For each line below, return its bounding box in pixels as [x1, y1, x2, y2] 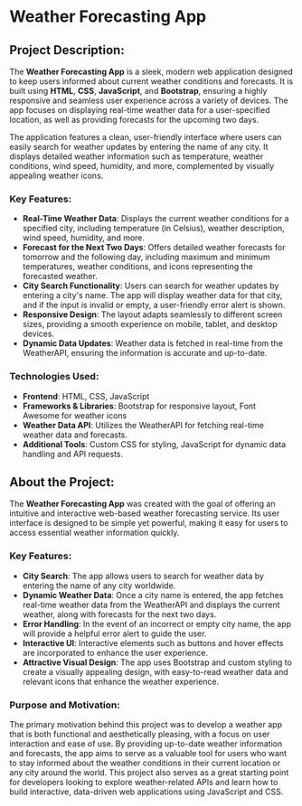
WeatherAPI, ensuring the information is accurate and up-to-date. [22, 348, 268, 359]
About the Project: [9, 474, 115, 490]
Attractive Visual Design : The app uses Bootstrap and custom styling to [22, 657, 292, 668]
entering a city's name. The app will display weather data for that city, [22, 290, 283, 301]
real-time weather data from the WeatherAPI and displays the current [22, 599, 280, 610]
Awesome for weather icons [22, 409, 127, 421]
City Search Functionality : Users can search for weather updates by [22, 280, 279, 291]
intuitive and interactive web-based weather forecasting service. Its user [9, 508, 280, 519]
